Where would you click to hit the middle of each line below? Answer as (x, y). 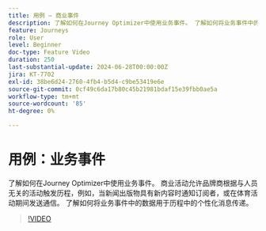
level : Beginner (35, 45)
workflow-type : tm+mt (44, 97)
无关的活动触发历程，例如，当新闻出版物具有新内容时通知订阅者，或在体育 (129, 193)
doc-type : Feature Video (49, 52)
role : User (26, 38)
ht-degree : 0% (32, 112)
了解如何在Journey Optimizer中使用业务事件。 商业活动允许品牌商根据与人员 (133, 183)
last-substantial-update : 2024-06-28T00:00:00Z (88, 67)
